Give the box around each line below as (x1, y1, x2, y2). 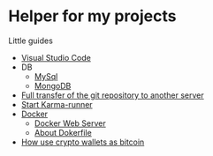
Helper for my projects (8, 6, 177, 26)
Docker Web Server (34, 117, 107, 129)
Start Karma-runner (20, 99, 94, 109)
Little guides (8, 35, 54, 46)
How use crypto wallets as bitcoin (20, 137, 145, 147)
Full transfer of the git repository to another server (20, 90, 204, 100)
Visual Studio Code (20, 52, 92, 63)
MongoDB (34, 80, 72, 91)
